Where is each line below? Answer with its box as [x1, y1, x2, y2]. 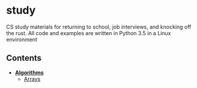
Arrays [23, 75, 41, 82]
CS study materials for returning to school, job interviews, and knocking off [6, 23, 192, 30]
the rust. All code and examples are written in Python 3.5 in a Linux [6, 29, 171, 36]
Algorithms [14, 69, 44, 76]
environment [6, 36, 38, 43]
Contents [6, 53, 42, 63]
